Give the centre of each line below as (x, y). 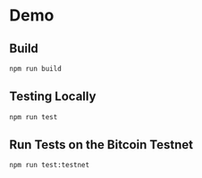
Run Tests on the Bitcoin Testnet (101, 145)
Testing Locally (53, 97)
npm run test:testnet (50, 166)
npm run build (36, 69)
